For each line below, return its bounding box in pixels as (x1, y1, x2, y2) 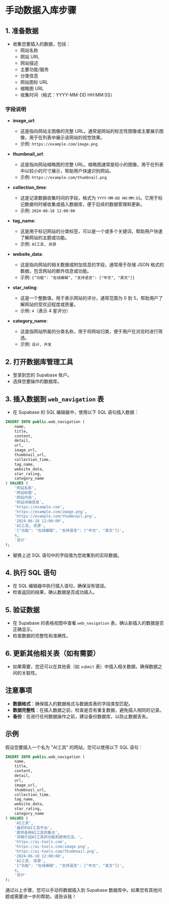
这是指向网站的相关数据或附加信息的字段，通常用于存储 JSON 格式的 (20, 261, 164, 268)
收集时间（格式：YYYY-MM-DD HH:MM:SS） (20, 92, 115, 98)
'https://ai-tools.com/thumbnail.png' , (14, 849, 99, 854)
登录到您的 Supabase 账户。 (12, 372, 72, 378)
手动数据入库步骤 (5, 5, 77, 16)
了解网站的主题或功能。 (20, 235, 70, 241)
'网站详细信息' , (14, 500, 44, 505)
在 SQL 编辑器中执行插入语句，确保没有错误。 (12, 583, 109, 589)
